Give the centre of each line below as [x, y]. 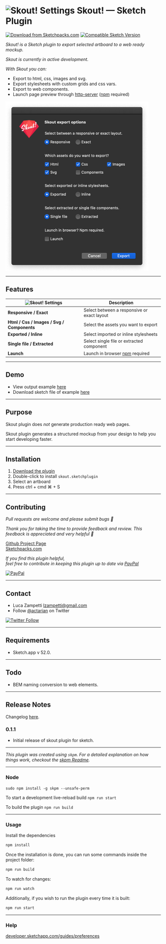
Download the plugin [34, 471]
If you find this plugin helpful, [35, 558]
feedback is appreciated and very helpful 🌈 [50, 534]
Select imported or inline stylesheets [121, 334]
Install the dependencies [31, 836]
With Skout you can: [26, 69]
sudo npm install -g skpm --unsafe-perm [48, 788]
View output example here [39, 387]
